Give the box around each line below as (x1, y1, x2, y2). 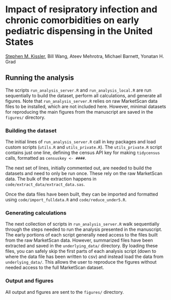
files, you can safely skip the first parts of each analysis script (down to (5, 248, 157, 254)
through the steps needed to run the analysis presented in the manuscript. (5, 226, 163, 232)
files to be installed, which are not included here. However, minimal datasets (5, 103, 166, 110)
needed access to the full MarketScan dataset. (5, 265, 104, 271)
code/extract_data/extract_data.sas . (5, 181, 85, 187)
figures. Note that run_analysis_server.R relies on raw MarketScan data (5, 98, 158, 104)
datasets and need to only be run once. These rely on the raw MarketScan (5, 170, 163, 177)
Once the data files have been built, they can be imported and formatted (5, 191, 158, 198)
